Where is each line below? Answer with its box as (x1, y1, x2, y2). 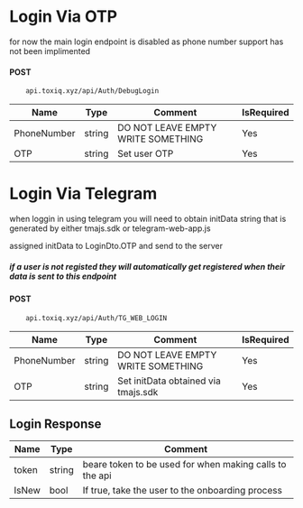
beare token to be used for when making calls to (82, 458, 287, 471)
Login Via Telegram (9, 183, 158, 204)
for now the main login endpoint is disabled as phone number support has (9, 36, 284, 47)
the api (82, 469, 112, 482)
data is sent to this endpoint (9, 271, 117, 282)
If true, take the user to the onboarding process (82, 485, 282, 497)
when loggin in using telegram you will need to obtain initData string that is (9, 214, 287, 225)
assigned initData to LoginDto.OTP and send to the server (9, 241, 224, 252)
